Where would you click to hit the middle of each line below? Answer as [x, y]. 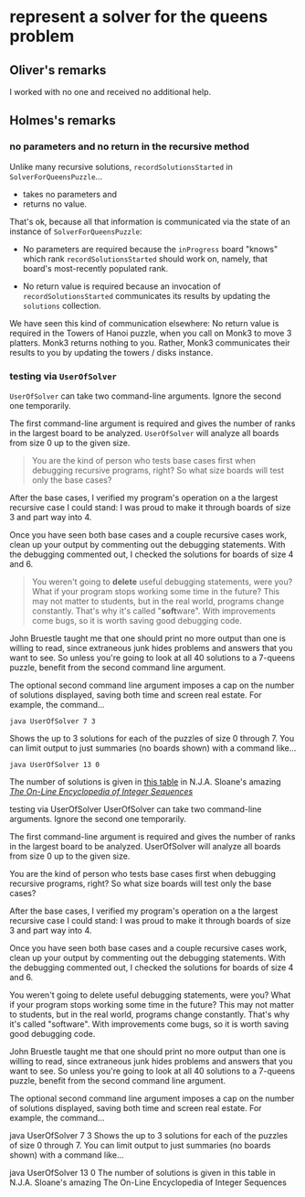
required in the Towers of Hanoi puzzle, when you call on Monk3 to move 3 [151, 333]
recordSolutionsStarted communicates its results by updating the [147, 295]
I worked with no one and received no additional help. [110, 92]
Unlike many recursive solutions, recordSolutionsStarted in [121, 166]
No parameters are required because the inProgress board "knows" [150, 249]
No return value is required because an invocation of [121, 286]
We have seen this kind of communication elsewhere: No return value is [144, 323]
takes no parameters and [69, 194]
